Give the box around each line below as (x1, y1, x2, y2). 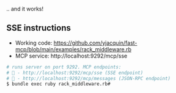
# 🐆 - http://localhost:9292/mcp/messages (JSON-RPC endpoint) (6, 75, 171, 81)
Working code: (15, 39, 53, 46)
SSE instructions (6, 23, 71, 33)
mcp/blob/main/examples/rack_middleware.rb (15, 45, 132, 53)
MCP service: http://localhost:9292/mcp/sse (15, 52, 128, 59)
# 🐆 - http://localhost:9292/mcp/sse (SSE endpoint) (6, 70, 144, 76)
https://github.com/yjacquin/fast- (53, 39, 137, 46)
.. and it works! (6, 6, 44, 12)
